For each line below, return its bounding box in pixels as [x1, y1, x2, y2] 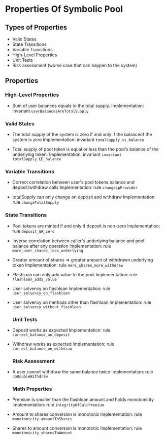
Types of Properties [5, 23, 67, 32]
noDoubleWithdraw [12, 374, 48, 379]
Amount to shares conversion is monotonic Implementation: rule [12, 411, 142, 417]
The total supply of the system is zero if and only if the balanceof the [12, 131, 153, 137]
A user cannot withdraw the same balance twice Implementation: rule [12, 369, 154, 375]
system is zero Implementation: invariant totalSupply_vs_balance [12, 137, 144, 143]
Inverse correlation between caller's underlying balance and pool [12, 238, 144, 244]
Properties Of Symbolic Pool [5, 3, 123, 15]
